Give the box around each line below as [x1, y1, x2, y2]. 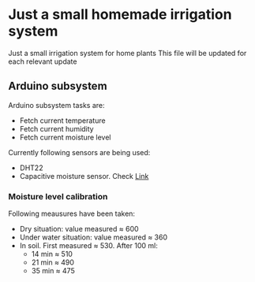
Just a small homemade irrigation [8, 6, 232, 24]
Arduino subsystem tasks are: [8, 100, 105, 109]
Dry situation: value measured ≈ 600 [19, 224, 140, 234]
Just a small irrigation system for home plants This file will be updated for [8, 48, 247, 58]
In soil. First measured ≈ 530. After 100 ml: [19, 241, 158, 250]
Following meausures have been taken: [8, 209, 136, 218]
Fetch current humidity [19, 124, 94, 133]
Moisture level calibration [8, 191, 108, 202]
